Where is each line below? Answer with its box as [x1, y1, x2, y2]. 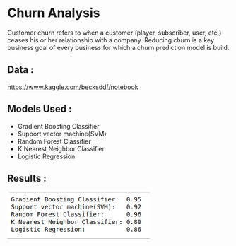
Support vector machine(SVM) [17, 129, 107, 138]
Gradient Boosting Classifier [17, 122, 100, 130]
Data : [7, 64, 34, 76]
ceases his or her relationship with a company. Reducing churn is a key [7, 35, 214, 44]
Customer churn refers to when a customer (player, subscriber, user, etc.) [7, 28, 222, 37]
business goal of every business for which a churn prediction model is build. [7, 43, 230, 52]
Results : [7, 172, 47, 184]
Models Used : [7, 103, 72, 115]
